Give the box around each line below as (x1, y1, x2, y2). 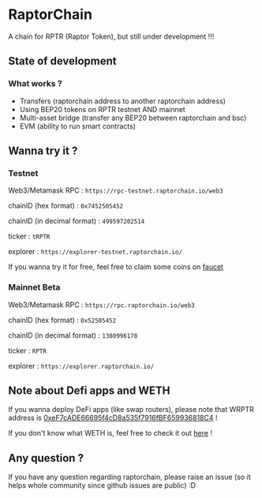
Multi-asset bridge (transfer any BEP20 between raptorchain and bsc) (19, 113, 247, 122)
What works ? (8, 78, 62, 89)
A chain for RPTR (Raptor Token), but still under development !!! (8, 32, 215, 41)
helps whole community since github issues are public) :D (8, 481, 196, 490)
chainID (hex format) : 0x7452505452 (8, 201, 124, 211)
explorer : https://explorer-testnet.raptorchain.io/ (8, 247, 183, 256)
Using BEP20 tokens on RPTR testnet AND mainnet (19, 104, 185, 114)
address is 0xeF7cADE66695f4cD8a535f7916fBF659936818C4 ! (8, 413, 218, 423)
